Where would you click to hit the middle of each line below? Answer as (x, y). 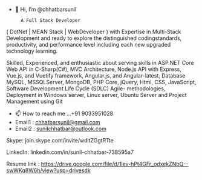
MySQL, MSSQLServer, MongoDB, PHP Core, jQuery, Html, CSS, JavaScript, (101, 82)
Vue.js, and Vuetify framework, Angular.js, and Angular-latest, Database (96, 75)
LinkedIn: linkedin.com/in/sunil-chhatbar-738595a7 (70, 152)
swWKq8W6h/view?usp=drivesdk (48, 170)
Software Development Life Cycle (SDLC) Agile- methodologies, (86, 88)
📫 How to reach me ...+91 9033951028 (64, 113)
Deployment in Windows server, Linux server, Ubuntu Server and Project (96, 95)
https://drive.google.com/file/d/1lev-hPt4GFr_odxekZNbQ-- (115, 164)
